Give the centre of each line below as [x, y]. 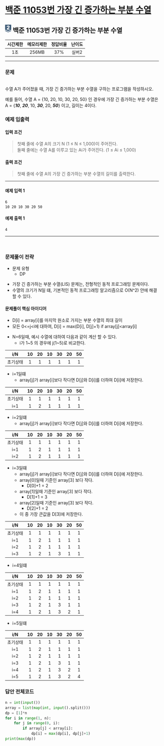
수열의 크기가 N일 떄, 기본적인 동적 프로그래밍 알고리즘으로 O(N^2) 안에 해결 [84, 290]
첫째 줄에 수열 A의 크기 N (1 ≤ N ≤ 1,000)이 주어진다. [67, 144]
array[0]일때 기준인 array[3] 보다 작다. [56, 480]
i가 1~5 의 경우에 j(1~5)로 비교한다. [52, 343]
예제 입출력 [17, 120]
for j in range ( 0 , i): [37, 723]
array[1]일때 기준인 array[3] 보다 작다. [56, 491]
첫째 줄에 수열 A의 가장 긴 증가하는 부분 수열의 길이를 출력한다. [76, 174]
